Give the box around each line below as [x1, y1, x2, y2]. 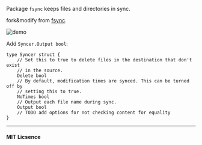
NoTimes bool [17, 94, 50, 100]
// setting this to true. [17, 88, 82, 94]
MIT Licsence [6, 133, 41, 140]
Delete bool [17, 73, 47, 79]
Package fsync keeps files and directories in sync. [6, 5, 130, 12]
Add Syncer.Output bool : [6, 40, 68, 47]
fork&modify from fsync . [6, 17, 67, 23]
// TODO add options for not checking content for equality [17, 110, 171, 116]
